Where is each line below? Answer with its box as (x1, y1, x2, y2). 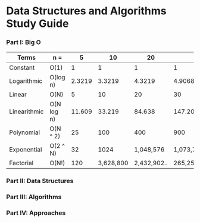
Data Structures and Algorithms (6, 4, 167, 18)
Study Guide (6, 17, 69, 30)
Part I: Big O (6, 38, 41, 47)
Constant (9, 64, 35, 72)
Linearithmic (9, 107, 44, 116)
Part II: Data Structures (6, 177, 74, 185)
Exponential (9, 145, 42, 154)
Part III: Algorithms (6, 193, 62, 201)
